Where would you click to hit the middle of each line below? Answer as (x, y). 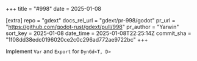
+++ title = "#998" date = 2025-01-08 (54, 9)
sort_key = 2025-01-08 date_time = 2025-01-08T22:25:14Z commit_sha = (99, 33)
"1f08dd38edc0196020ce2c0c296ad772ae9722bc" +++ (77, 40)
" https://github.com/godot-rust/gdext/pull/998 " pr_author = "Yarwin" (92, 27)
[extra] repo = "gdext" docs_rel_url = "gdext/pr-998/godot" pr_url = (91, 20)
